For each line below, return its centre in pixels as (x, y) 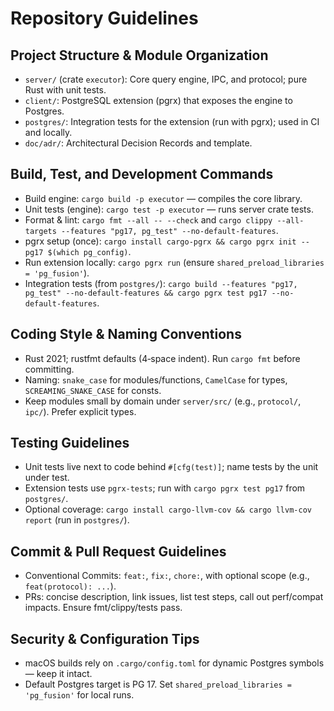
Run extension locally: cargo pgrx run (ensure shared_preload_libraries (174, 262)
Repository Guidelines (104, 18)
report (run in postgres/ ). (77, 520)
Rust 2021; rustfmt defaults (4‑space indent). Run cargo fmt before (162, 358)
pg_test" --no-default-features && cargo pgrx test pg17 (146, 293)
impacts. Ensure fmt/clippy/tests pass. (103, 608)
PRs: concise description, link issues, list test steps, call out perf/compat (174, 597)
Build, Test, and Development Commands (142, 174)
